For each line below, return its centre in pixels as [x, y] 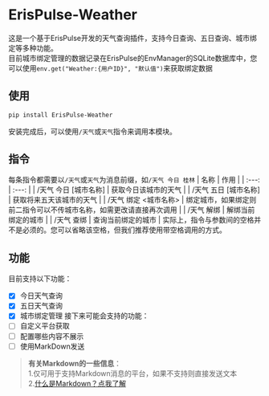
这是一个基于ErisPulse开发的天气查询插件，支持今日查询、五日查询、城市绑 [132, 38]
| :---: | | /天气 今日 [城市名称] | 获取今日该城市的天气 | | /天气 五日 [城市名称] [134, 190]
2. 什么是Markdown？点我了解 [77, 383]
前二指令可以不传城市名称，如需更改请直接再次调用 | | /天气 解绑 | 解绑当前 [132, 210]
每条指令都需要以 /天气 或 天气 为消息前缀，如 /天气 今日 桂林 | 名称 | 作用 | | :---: [134, 180]
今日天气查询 [41, 296]
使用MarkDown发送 [52, 346]
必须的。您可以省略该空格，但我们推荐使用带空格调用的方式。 [124, 230]
